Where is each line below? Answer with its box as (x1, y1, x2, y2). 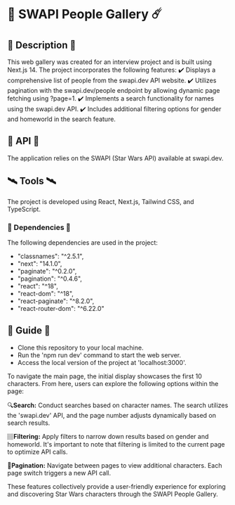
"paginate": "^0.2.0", (17, 267, 77, 275)
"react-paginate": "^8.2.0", (17, 297, 95, 305)
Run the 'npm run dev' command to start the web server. (17, 350, 182, 359)
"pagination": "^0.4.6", (17, 274, 83, 283)
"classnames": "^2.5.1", (17, 252, 84, 260)
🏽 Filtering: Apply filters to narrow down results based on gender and (7, 432, 209, 440)
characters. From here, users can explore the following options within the (7, 379, 219, 388)
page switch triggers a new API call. (7, 468, 111, 477)
